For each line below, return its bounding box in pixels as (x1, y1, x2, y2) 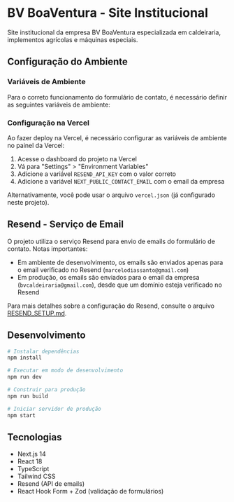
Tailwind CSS (17, 472, 56, 481)
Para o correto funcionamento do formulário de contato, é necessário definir (7, 93, 228, 101)
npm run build (7, 393, 49, 400)
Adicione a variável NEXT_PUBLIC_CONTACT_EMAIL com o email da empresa (17, 177, 225, 185)
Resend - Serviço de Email (7, 219, 124, 231)
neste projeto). (7, 198, 50, 206)
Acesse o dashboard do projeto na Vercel (17, 154, 138, 163)
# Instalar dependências (7, 348, 80, 355)
